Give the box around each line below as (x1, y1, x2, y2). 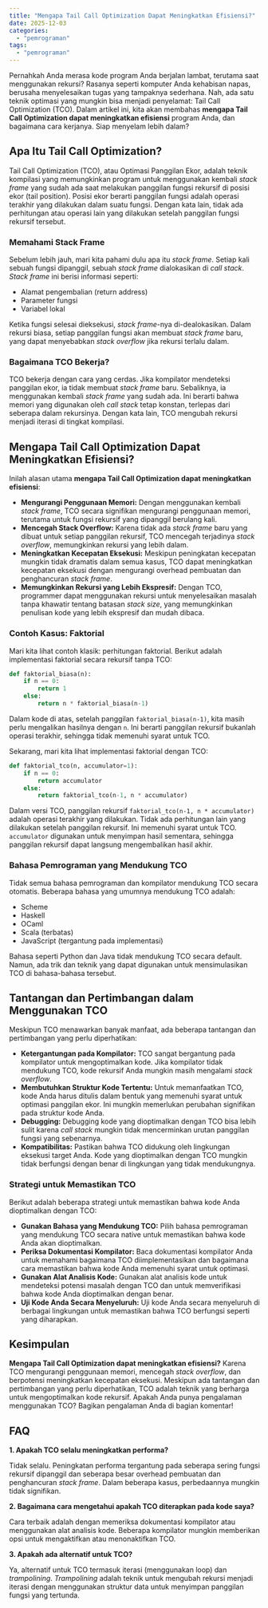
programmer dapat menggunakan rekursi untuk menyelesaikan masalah (20, 591, 258, 601)
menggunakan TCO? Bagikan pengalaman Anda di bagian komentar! (9, 1401, 234, 1411)
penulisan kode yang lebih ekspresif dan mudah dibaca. (20, 608, 205, 618)
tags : (9, 41, 27, 49)
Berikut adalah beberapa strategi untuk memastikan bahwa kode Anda (9, 1197, 240, 1207)
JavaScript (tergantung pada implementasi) (20, 935, 164, 946)
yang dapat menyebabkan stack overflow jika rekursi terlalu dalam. (9, 337, 230, 346)
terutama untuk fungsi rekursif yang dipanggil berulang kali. (20, 515, 218, 524)
